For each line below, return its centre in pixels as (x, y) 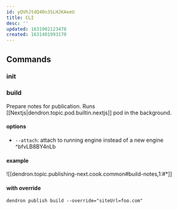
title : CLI (20, 18)
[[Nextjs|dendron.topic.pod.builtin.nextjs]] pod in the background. (89, 113)
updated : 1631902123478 (37, 29)
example (18, 160)
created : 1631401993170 (37, 35)
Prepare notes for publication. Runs (51, 106)
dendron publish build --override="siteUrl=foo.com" (75, 201)
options (16, 127)
